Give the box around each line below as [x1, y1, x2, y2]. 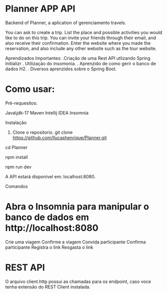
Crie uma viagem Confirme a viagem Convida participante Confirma [5, 239, 146, 245]
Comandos [5, 183, 28, 189]
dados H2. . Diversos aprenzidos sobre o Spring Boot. [5, 66, 117, 72]
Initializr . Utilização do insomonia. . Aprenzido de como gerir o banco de [5, 60, 156, 66]
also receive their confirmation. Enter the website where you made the [5, 40, 151, 46]
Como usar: [5, 83, 55, 95]
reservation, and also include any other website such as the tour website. [5, 45, 157, 51]
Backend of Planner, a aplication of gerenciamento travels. [5, 20, 127, 26]
